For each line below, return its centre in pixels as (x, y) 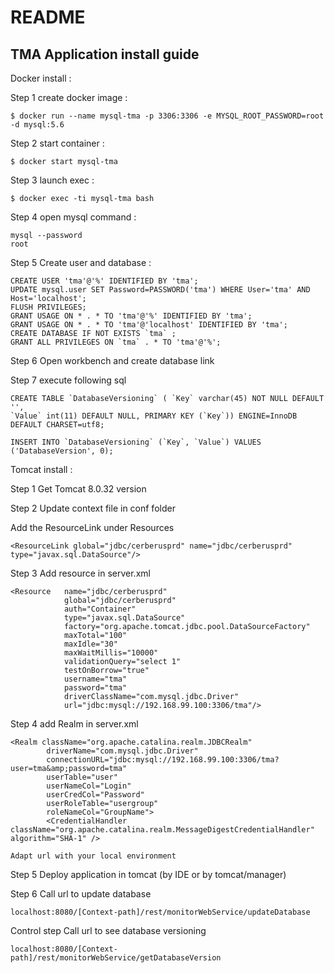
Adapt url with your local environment (93, 856)
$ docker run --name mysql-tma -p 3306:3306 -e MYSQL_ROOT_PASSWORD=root (167, 116)
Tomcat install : (41, 469)
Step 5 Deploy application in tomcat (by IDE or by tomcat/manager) (148, 874)
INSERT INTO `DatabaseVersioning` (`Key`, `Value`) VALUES (136, 442)
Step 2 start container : (57, 143)
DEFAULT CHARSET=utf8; (57, 425)
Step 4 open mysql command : (73, 217)
